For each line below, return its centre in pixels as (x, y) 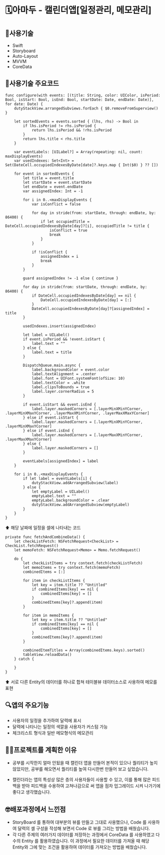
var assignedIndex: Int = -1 (53, 191)
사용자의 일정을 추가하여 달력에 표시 (47, 720)
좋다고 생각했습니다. (31, 792)
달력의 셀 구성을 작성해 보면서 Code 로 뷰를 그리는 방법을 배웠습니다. (84, 829)
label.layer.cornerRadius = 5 (63, 391)
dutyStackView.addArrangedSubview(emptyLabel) (81, 505)
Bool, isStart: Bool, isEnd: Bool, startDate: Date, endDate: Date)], (80, 100)
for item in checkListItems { (54, 580)
